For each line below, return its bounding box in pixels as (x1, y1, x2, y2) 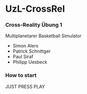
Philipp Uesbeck (12, 59, 48, 65)
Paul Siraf (12, 54, 33, 60)
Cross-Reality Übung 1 (5, 21, 62, 29)
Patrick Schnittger (12, 48, 51, 54)
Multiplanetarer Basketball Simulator (5, 33, 82, 39)
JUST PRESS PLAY (5, 83, 45, 89)
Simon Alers (12, 43, 38, 49)
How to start (5, 72, 37, 79)
